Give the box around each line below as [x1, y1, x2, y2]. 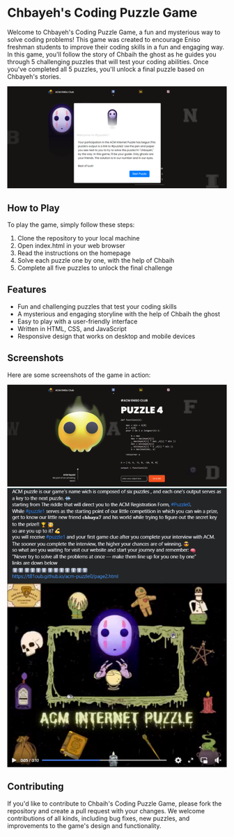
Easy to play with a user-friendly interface [17, 317, 138, 325]
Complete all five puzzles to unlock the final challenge [17, 263, 173, 272]
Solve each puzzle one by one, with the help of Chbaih [17, 256, 175, 265]
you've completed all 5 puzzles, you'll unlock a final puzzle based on [7, 65, 205, 73]
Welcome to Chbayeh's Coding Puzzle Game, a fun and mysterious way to [7, 28, 221, 36]
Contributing [7, 781, 64, 792]
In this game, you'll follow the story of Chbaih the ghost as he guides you [7, 50, 217, 59]
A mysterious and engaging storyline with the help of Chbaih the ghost [17, 309, 221, 318]
